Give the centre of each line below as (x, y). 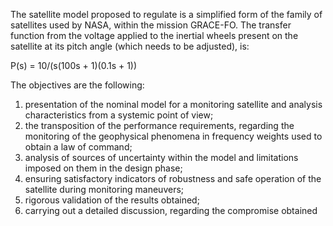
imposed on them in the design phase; (103, 168)
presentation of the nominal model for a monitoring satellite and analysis (173, 104)
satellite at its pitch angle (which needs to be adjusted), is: (130, 46)
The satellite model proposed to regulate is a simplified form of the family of (166, 14)
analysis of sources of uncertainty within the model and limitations (161, 157)
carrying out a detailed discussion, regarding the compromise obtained (171, 210)
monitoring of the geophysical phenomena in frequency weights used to (173, 136)
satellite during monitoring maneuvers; (104, 189)
